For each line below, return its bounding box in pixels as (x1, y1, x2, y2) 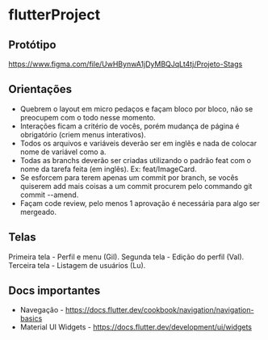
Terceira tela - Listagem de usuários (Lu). (8, 260, 146, 270)
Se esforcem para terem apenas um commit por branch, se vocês (19, 172, 239, 183)
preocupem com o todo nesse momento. (19, 112, 156, 122)
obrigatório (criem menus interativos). (19, 129, 147, 139)
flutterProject (8, 6, 101, 24)
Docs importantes (8, 284, 101, 298)
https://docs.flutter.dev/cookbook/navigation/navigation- (65, 305, 254, 315)
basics (19, 313, 43, 324)
